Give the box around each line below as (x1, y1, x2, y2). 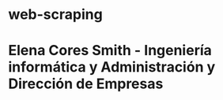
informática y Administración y (8, 58, 216, 76)
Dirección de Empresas (8, 75, 164, 93)
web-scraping (8, 6, 103, 24)
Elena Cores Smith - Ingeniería (8, 42, 212, 60)
